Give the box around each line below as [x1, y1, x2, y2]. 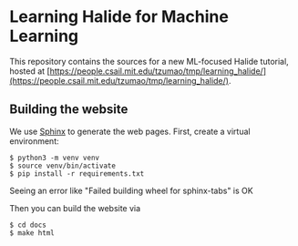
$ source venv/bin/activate [9, 161, 117, 170]
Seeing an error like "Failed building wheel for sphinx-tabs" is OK [9, 185, 253, 196]
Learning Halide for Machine [9, 6, 230, 27]
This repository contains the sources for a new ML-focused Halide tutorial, [9, 56, 289, 67]
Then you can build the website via [9, 202, 141, 213]
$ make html [9, 228, 55, 238]
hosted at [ [9, 66, 50, 77]
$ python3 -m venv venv [9, 153, 100, 162]
